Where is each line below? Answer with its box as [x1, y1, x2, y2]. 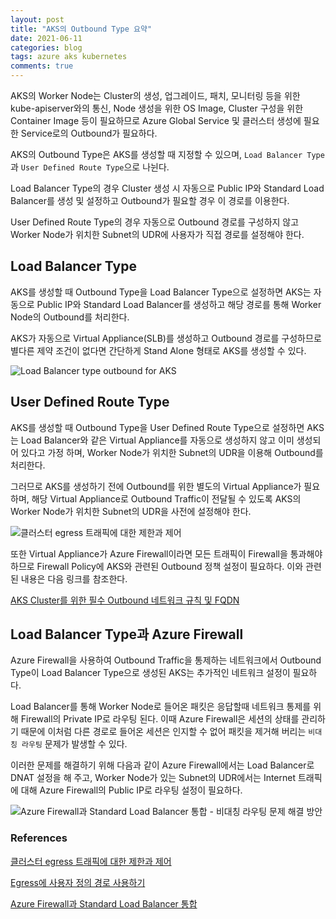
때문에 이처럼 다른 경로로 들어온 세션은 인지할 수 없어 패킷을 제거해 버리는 [20, 726, 307, 738]
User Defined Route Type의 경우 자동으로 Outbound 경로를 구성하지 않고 [10, 216, 300, 228]
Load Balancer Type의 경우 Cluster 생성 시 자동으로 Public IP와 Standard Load [10, 182, 325, 194]
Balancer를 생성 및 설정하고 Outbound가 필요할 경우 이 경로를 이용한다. [10, 195, 290, 206]
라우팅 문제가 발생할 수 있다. [21, 738, 128, 750]
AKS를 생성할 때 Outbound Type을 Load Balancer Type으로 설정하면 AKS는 [10, 286, 312, 298]
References [10, 831, 68, 845]
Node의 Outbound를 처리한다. [10, 311, 130, 323]
